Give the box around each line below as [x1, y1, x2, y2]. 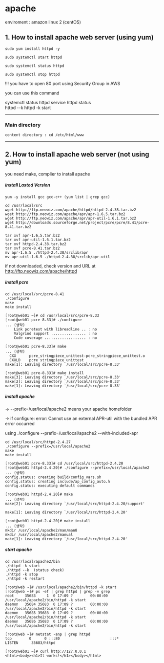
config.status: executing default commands [5, 483, 95, 488]
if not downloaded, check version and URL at [5, 263, 96, 269]
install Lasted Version [5, 182, 50, 188]
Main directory [5, 121, 41, 128]
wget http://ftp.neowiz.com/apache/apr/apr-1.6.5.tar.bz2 [5, 211, 125, 217]
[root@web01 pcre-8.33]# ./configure [5, 317, 82, 322]
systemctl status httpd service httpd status [5, 99, 91, 105]
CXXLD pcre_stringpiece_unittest [9, 357, 84, 362]
